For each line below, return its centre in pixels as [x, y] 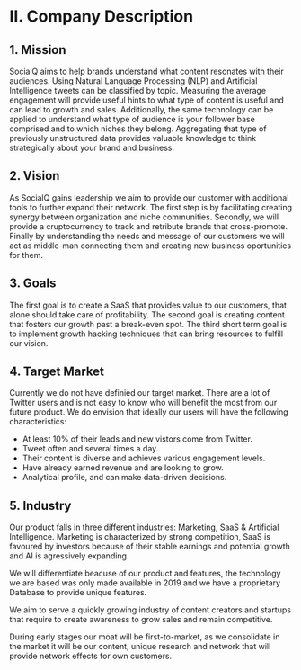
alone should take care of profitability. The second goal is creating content [147, 314]
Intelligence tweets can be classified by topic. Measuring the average [138, 90]
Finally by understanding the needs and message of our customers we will [147, 236]
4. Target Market [57, 372]
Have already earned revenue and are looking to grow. [123, 468]
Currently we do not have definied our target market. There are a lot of [140, 393]
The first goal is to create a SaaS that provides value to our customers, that [148, 305]
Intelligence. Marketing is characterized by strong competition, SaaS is [140, 537]
